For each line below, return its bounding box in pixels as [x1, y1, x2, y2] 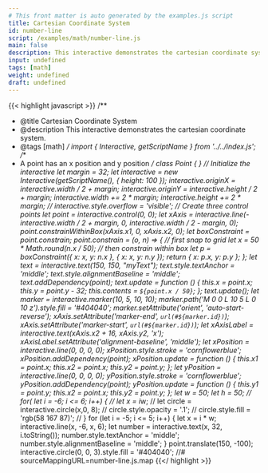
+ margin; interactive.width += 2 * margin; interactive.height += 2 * [19, 193, 242, 202]
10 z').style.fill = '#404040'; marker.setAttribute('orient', [19, 303, 204, 312]
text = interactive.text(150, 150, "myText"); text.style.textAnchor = [19, 260, 235, 270]
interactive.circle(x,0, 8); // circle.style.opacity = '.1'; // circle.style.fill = [19, 404, 251, 414]
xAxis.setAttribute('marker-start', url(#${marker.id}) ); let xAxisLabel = [19, 320, 254, 329]
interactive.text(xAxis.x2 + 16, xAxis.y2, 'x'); [19, 328, 164, 338]
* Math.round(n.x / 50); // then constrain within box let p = [19, 243, 211, 252]
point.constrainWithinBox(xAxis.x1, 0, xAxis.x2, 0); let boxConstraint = [19, 226, 250, 236]
